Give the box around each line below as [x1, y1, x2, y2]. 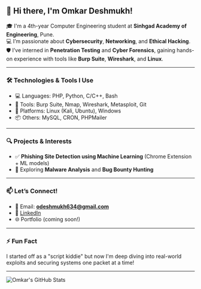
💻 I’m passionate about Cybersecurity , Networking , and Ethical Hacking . [6, 37, 191, 45]
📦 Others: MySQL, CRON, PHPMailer [14, 114, 108, 121]
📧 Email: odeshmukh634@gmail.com [14, 203, 109, 210]
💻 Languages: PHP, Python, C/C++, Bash [14, 92, 118, 99]
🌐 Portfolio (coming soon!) [14, 215, 81, 223]
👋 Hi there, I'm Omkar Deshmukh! [6, 6, 133, 16]
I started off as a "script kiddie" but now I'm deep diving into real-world [6, 253, 182, 260]
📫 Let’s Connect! [6, 187, 58, 195]
